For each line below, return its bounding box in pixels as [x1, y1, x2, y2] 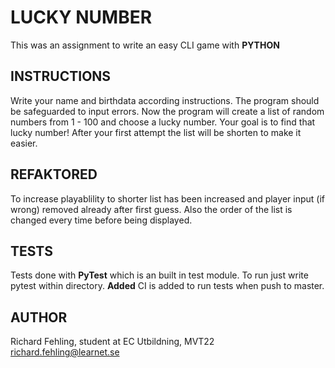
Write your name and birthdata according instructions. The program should [10, 94, 320, 106]
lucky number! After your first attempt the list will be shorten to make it [10, 126, 302, 138]
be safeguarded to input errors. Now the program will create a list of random [10, 105, 325, 117]
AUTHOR [10, 309, 68, 326]
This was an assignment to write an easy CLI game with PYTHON [10, 39, 280, 51]
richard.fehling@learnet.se [10, 346, 120, 358]
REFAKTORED [10, 166, 98, 183]
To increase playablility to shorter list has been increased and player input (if [10, 192, 325, 205]
